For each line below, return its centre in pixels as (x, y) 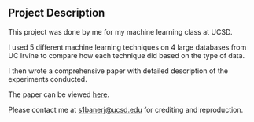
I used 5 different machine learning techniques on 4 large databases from (127, 47)
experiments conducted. (48, 79)
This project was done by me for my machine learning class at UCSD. (120, 31)
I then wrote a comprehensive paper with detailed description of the (118, 71)
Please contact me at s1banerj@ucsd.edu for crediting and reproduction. (126, 109)
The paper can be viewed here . (59, 94)
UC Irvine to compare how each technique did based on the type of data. (127, 55)
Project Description (57, 13)
